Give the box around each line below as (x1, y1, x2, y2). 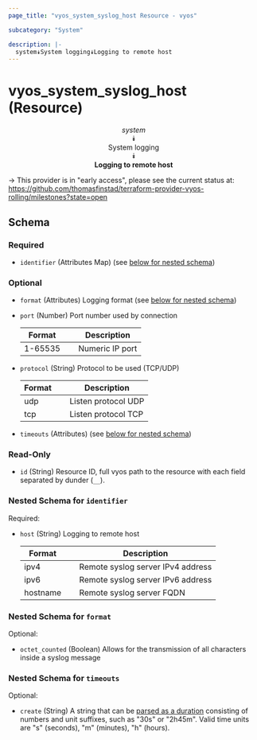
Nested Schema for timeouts (8, 672, 120, 684)
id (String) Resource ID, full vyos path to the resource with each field (19, 467, 246, 477)
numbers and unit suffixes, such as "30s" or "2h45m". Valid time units (19, 715, 249, 724)
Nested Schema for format (8, 610, 111, 621)
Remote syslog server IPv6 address (79, 574, 212, 585)
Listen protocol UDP (69, 395, 145, 407)
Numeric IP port (78, 343, 138, 354)
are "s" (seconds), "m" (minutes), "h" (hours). (19, 723, 170, 733)
